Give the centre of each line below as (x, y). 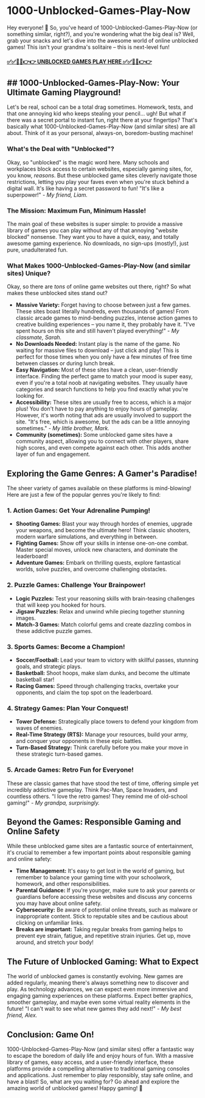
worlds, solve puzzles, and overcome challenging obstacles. (91, 569)
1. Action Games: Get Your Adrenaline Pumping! (79, 510)
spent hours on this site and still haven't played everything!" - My (97, 331)
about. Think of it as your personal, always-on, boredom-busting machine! (100, 133)
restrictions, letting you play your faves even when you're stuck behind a (98, 181)
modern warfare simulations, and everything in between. (87, 537)
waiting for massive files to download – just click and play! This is (97, 350)
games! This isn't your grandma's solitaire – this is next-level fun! (88, 47)
